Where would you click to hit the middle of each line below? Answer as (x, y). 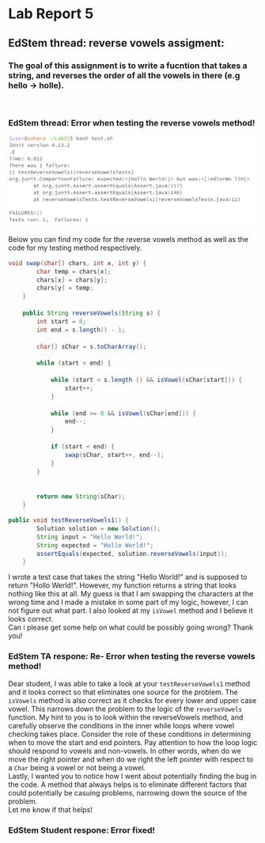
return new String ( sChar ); (81, 497)
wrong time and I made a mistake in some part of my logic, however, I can (129, 603)
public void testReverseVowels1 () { (68, 520)
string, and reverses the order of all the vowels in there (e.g (124, 75)
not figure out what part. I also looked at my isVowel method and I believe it (131, 611)
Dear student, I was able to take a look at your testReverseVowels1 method (129, 683)
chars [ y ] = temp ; (65, 288)
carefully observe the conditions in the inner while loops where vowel (121, 725)
